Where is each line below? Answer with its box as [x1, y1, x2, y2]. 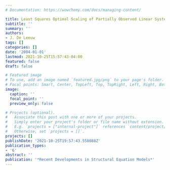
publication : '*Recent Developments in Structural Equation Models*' [5, 157, 155, 162]
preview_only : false [10, 101, 53, 106]
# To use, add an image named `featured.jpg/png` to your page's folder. [5, 77, 164, 82]
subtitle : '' [5, 21, 33, 26]
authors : [5, 31, 24, 36]
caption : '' [10, 92, 35, 97]
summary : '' [5, 26, 30, 31]
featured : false [5, 59, 39, 64]
